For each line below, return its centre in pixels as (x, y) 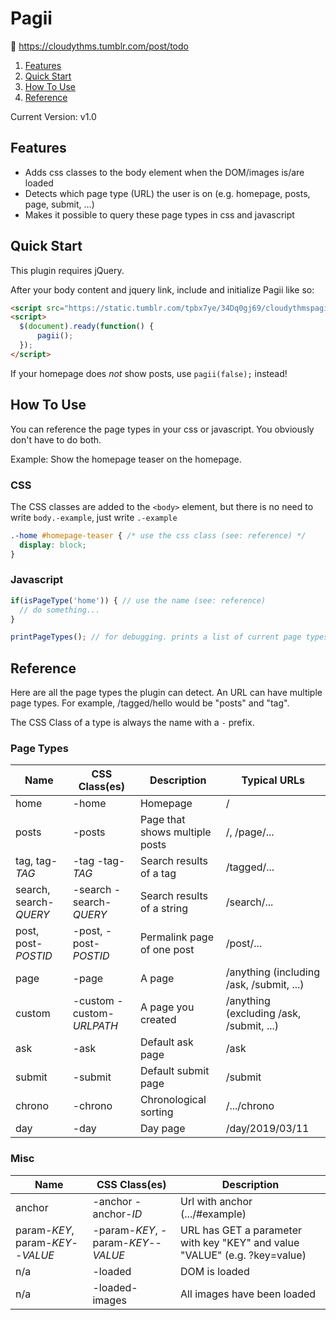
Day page (162, 1129)
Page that (162, 820)
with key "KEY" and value (240, 1242)
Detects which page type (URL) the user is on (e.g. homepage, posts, (167, 193)
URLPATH (95, 1026)
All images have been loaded (248, 1294)
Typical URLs (273, 780)
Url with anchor (216, 1201)
